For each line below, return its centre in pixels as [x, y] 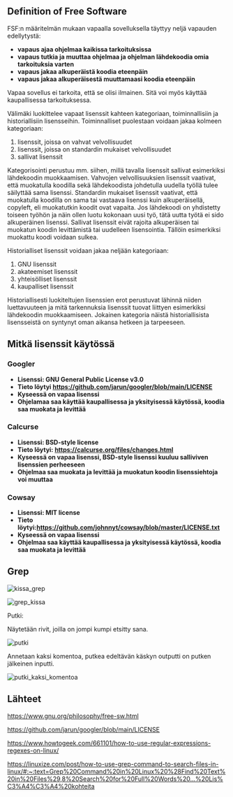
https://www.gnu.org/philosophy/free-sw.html [73, 716]
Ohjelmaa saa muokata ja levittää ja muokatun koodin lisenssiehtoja [118, 471]
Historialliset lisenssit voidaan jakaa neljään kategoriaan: [88, 250]
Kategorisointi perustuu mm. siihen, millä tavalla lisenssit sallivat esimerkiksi [116, 170]
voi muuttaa [35, 479]
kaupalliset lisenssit [45, 286]
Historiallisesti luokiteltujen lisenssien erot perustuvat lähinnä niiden [104, 300]
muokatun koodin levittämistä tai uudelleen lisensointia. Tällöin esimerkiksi [114, 229]
